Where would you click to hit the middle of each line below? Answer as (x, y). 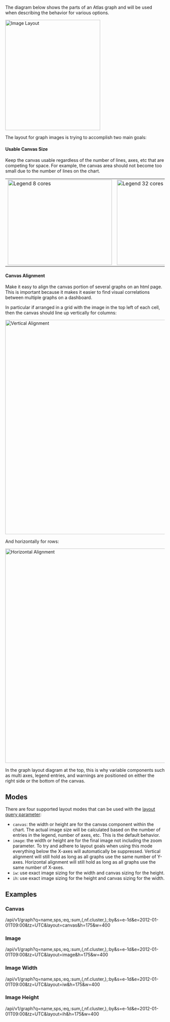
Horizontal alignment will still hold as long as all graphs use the (90, 862)
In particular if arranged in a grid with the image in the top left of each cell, (83, 308)
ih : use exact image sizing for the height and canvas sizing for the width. (89, 878)
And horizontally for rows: (32, 541)
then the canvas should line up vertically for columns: (61, 313)
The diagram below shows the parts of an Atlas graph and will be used (79, 7)
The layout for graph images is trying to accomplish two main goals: (76, 137)
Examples (21, 894)
